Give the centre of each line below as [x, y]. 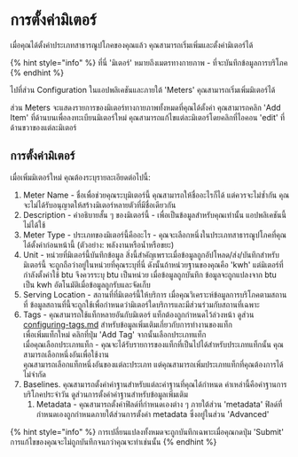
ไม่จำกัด [35, 374]
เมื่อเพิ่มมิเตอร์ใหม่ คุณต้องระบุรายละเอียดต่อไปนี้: [80, 177]
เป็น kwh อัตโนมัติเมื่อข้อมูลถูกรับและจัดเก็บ [87, 284]
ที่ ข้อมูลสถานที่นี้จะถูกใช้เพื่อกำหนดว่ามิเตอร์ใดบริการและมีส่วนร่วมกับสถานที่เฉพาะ [141, 304]
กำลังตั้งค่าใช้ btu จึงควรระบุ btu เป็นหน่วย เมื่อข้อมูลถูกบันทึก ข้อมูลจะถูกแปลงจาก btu [150, 275]
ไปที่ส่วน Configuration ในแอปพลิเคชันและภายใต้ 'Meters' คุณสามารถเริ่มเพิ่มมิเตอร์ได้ [143, 89]
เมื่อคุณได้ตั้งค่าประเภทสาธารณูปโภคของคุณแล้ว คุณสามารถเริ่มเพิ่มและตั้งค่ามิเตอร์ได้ [132, 44]
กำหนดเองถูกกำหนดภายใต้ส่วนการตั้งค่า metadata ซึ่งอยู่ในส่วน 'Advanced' [153, 414]
